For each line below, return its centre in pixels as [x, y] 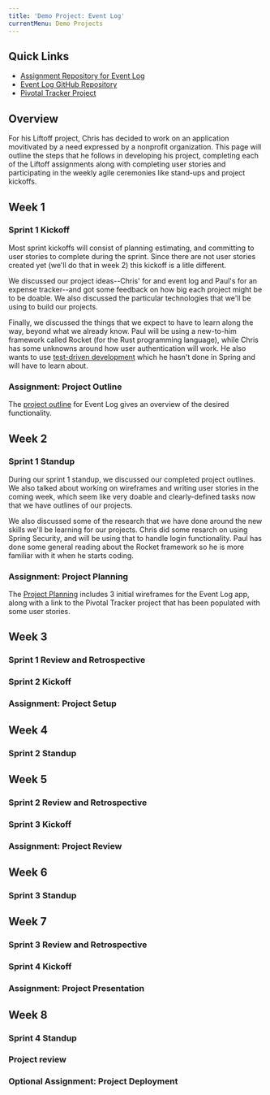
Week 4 [28, 730]
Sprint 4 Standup [43, 1038]
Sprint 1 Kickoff [39, 230]
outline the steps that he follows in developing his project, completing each [134, 156]
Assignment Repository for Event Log [82, 76]
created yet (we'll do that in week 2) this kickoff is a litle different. [118, 265]
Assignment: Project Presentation [76, 989]
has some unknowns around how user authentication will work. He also [127, 348]
